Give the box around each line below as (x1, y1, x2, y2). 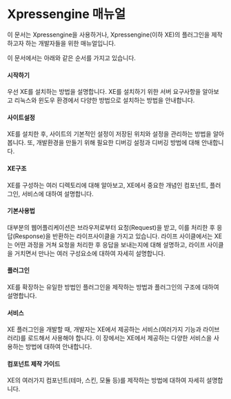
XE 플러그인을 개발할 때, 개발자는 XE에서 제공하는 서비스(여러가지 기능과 (7, 325, 202, 333)
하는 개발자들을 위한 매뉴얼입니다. (25, 39, 116, 47)
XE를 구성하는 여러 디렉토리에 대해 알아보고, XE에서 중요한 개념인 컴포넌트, (7, 181, 208, 189)
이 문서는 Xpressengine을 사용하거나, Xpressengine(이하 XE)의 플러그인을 (7, 30, 210, 39)
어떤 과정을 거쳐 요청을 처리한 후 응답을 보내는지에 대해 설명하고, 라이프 (14, 240, 205, 249)
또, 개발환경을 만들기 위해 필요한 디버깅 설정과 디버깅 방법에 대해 (27, 139, 200, 147)
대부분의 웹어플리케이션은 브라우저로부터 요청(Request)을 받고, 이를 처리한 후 (7, 223, 216, 231)
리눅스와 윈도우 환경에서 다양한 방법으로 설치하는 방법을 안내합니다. (14, 96, 195, 104)
